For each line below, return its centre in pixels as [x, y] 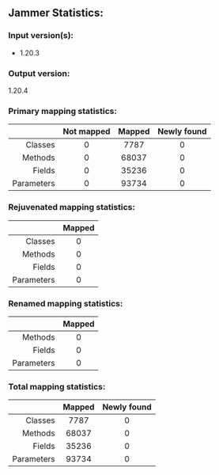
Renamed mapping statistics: [66, 303]
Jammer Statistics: [56, 13]
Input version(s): [41, 36]
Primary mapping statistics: [62, 111]
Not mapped [87, 131]
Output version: [39, 73]
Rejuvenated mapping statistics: [72, 207]
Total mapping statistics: [57, 386]
